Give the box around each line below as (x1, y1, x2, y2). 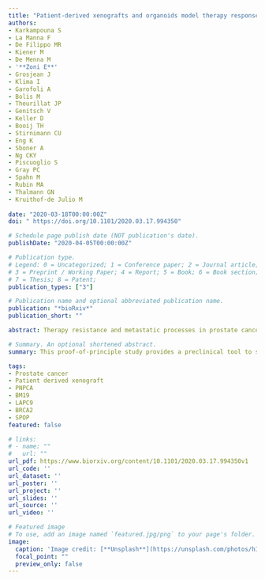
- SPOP (8, 413, 30, 422)
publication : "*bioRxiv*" (8, 305, 93, 313)
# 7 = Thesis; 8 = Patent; (8, 275, 97, 283)
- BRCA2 (8, 406, 34, 414)
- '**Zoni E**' (8, 63, 58, 71)
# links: (8, 435, 37, 443)
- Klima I (8, 78, 41, 85)
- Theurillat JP (8, 100, 62, 108)
